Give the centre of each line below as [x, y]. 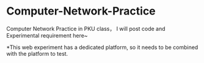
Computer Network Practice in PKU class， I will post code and [86, 28]
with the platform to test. [37, 53]
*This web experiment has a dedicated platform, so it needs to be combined [102, 47]
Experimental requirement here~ [47, 35]
